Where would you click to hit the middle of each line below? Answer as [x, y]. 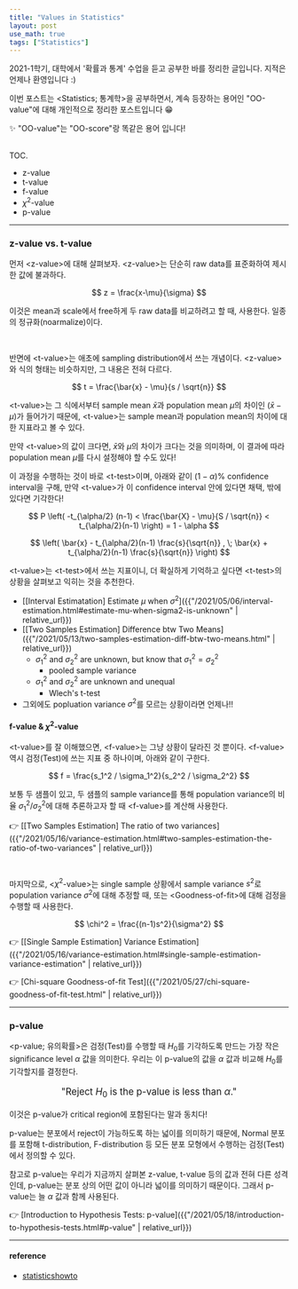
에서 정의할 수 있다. [42, 1155]
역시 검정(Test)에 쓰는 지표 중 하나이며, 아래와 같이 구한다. [110, 758]
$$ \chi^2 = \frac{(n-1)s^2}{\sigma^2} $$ [149, 924]
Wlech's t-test [74, 692]
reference [28, 1256]
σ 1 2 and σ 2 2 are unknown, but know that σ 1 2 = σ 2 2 [127, 659]
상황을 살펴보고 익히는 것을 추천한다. [72, 581]
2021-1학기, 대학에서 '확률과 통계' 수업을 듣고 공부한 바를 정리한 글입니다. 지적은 [148, 68]
